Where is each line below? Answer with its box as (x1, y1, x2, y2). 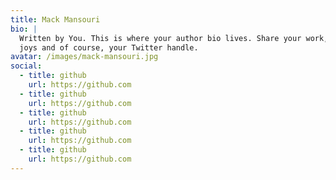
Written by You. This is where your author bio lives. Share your (19, 33, 302, 43)
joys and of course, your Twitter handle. (19, 42, 199, 53)
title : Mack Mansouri (10, 14, 101, 25)
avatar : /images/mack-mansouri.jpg (10, 52, 159, 62)
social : (10, 61, 43, 71)
